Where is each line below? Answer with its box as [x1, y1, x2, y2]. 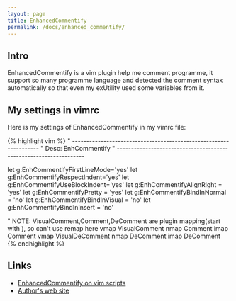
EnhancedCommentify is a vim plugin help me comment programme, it [7, 69, 213, 77]
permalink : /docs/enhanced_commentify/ [7, 23, 125, 30]
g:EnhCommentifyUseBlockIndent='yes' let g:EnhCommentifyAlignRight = [7, 181, 223, 188]
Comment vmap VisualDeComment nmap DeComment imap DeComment [7, 232, 221, 240]
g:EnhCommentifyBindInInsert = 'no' [7, 203, 114, 211]
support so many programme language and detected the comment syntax [7, 76, 223, 85]
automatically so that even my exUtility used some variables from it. [7, 84, 205, 92]
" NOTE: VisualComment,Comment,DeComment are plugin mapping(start [7, 217, 221, 225]
